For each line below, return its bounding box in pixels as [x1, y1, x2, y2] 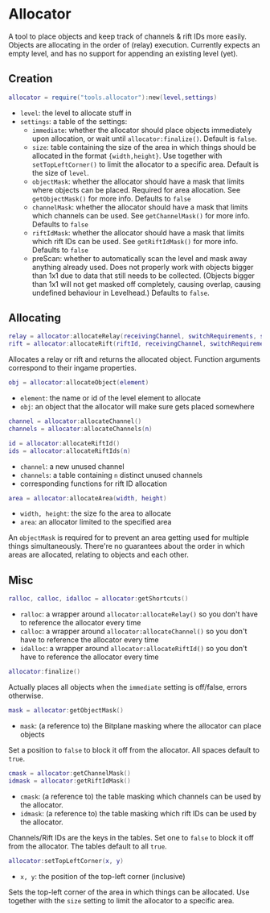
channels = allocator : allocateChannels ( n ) [8, 425, 153, 433]
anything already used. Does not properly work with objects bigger [31, 262, 254, 272]
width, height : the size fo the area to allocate [19, 508, 171, 518]
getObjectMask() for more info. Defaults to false [31, 193, 191, 203]
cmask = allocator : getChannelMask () [8, 769, 131, 778]
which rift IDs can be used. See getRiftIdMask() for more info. [31, 236, 239, 246]
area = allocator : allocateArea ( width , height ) [8, 494, 167, 502]
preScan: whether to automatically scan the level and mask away [31, 253, 247, 263]
